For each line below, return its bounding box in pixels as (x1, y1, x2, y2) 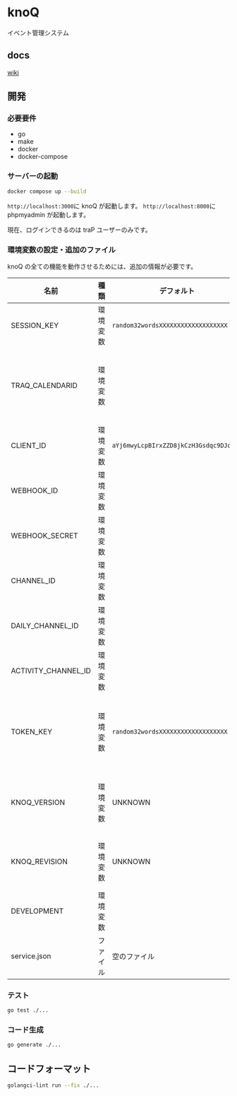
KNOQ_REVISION (11, 856, 68, 866)
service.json (11, 951, 51, 961)
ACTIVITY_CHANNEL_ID (11, 666, 92, 676)
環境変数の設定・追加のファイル (7, 244, 116, 254)
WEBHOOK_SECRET (11, 531, 79, 541)
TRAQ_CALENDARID (11, 380, 78, 390)
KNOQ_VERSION (11, 797, 66, 807)
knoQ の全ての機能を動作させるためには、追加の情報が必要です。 (7, 262, 197, 271)
